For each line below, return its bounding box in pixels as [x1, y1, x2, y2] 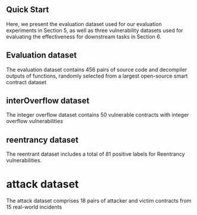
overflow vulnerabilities [6, 118, 63, 125]
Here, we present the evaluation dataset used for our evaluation [6, 20, 162, 27]
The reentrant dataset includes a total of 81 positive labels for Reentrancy [6, 150, 185, 158]
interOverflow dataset [6, 96, 90, 106]
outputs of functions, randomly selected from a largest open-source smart [6, 72, 188, 79]
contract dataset [6, 78, 46, 85]
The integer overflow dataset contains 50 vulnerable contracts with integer [6, 111, 189, 118]
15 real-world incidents [6, 204, 62, 211]
